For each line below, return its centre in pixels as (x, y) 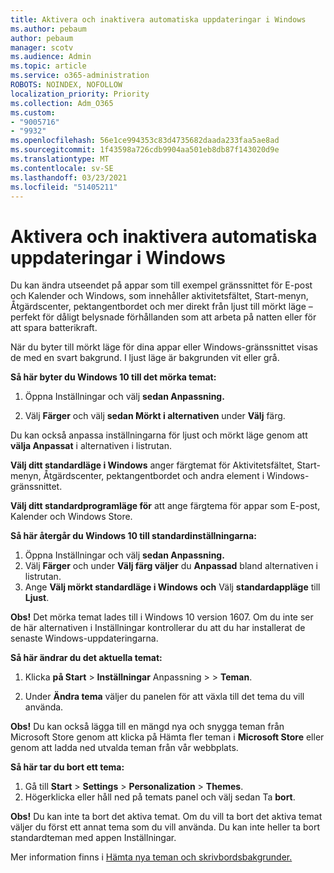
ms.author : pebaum (48, 29)
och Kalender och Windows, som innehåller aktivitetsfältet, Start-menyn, (159, 296)
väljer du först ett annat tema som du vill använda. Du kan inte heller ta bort (165, 827)
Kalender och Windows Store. (71, 517)
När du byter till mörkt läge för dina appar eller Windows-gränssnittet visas (164, 347)
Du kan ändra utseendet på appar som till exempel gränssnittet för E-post (161, 285)
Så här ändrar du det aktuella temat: (86, 658)
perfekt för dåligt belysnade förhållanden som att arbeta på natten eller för (163, 317)
